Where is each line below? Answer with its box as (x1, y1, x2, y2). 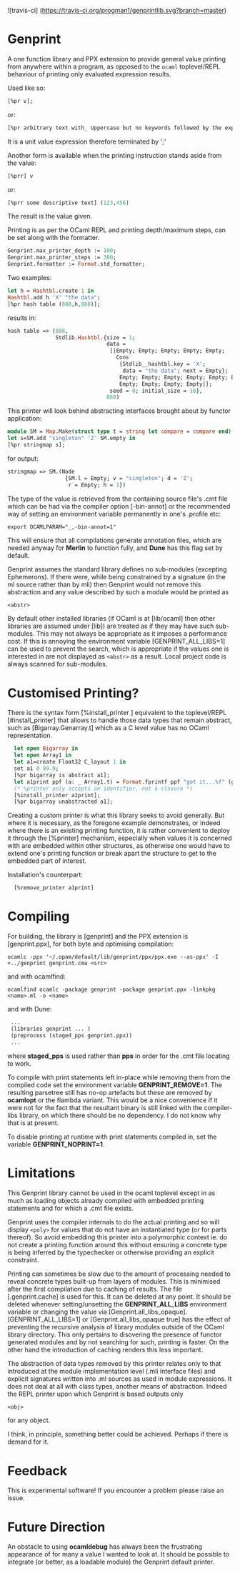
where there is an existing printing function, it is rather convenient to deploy (7, 827, 231, 835)
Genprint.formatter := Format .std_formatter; (7, 261, 145, 268)
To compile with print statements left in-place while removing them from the (7, 1073, 231, 1082)
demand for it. (7, 1437, 49, 1446)
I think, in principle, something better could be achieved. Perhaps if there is (7, 1430, 229, 1439)
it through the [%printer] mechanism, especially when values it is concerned (7, 834, 232, 842)
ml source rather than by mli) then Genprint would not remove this (7, 580, 201, 589)
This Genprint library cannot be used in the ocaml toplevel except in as (7, 1189, 216, 1197)
